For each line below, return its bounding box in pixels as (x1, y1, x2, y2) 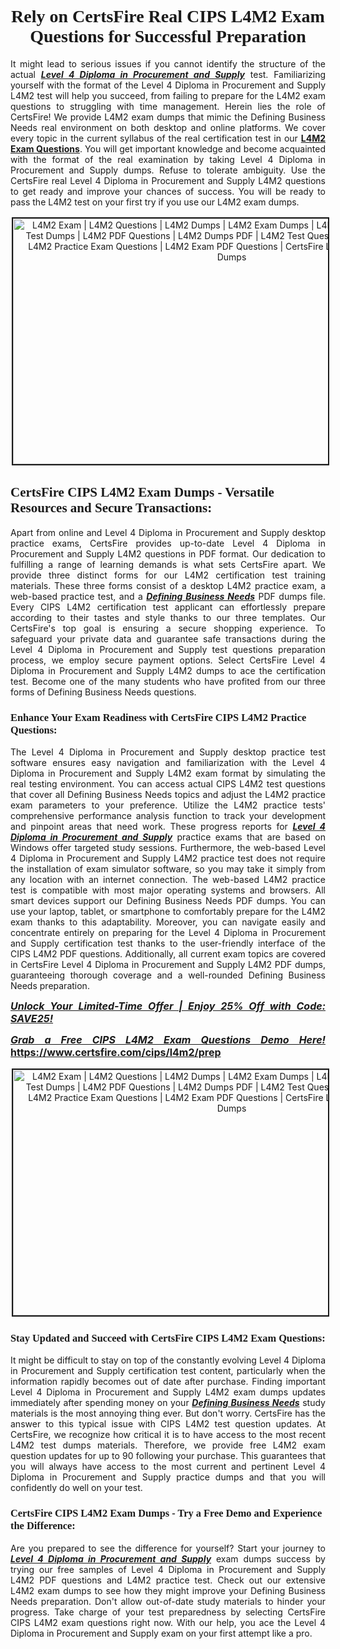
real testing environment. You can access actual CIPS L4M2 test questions (10, 778, 326, 790)
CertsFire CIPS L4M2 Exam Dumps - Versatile (10, 484, 275, 501)
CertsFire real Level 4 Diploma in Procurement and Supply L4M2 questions (10, 174, 326, 186)
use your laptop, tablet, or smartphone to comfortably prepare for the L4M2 (10, 906, 326, 918)
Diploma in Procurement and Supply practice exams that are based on (10, 831, 326, 843)
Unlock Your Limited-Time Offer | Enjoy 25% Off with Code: (10, 999, 326, 1013)
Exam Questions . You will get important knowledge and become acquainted (10, 142, 326, 155)
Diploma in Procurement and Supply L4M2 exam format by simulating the (10, 767, 326, 780)
